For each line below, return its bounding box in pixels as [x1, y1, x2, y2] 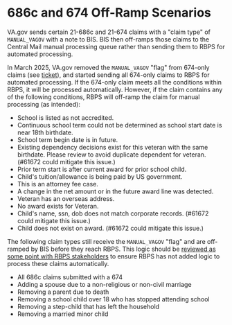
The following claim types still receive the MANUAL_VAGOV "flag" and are [7, 237, 206, 245]
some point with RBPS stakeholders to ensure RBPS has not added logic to [7, 252, 220, 261]
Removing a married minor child [17, 310, 109, 318]
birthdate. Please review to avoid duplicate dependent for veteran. [17, 150, 206, 159]
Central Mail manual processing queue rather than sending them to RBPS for [7, 42, 225, 51]
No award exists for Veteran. [17, 202, 99, 210]
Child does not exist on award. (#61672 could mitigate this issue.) [17, 224, 204, 232]
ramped [7, 245, 30, 253]
